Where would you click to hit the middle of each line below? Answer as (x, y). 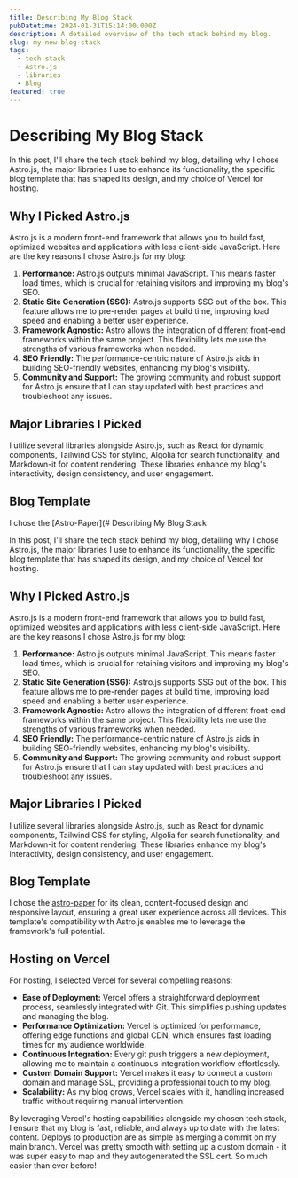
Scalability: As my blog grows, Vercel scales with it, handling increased (153, 1092)
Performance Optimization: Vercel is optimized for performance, (141, 1026)
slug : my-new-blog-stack (55, 42)
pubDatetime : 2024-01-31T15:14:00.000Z (83, 26)
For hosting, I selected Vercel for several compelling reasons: (121, 980)
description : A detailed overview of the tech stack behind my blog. (141, 34)
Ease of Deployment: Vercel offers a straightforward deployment (141, 998)
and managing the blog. (65, 1017)
